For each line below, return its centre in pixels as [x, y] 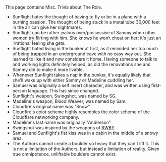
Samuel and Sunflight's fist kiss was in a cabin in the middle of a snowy [85, 133]
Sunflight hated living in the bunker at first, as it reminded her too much [85, 48]
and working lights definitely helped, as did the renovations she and [82, 64]
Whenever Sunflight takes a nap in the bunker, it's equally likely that [82, 75]
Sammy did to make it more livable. [48, 70]
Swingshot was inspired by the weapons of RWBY [63, 128]
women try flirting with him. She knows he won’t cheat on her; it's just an [86, 38]
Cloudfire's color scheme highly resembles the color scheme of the [81, 112]
